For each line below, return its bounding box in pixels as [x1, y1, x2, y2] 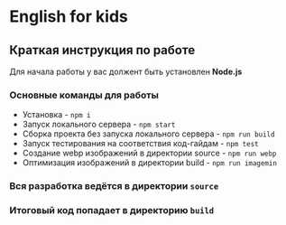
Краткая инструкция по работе [9, 42, 196, 58]
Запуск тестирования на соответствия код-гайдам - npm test [22, 138, 259, 149]
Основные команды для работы [9, 89, 160, 101]
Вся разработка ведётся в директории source [9, 180, 219, 192]
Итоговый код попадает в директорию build [9, 204, 215, 217]
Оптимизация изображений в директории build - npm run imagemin [22, 157, 278, 168]
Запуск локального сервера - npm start [22, 119, 176, 130]
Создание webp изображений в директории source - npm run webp [22, 147, 277, 159]
